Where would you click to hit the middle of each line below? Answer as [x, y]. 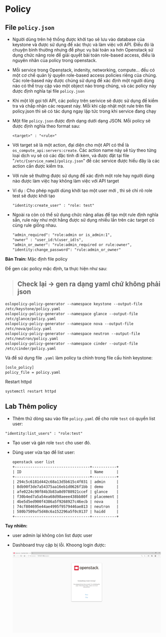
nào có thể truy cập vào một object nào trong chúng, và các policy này [84, 86]
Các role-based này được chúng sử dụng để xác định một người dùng [83, 81]
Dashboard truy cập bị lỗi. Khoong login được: [59, 545]
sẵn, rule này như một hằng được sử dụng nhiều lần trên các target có [83, 220]
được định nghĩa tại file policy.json [48, 91]
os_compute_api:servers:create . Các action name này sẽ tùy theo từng [84, 150]
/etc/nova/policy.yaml [28, 329]
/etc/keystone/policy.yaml [33, 309]
